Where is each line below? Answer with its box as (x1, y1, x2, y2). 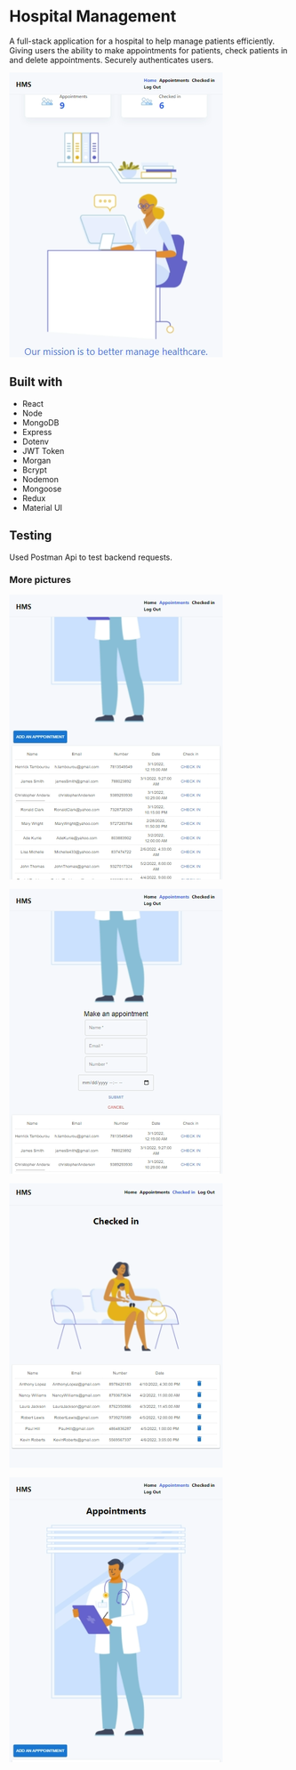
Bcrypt (21, 465, 47, 475)
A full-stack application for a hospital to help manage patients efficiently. (9, 36, 276, 46)
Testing (9, 528, 52, 544)
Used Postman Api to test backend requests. (9, 552, 173, 562)
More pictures (9, 574, 71, 586)
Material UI (21, 502, 63, 513)
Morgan (21, 455, 52, 465)
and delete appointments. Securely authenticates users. (9, 54, 214, 65)
